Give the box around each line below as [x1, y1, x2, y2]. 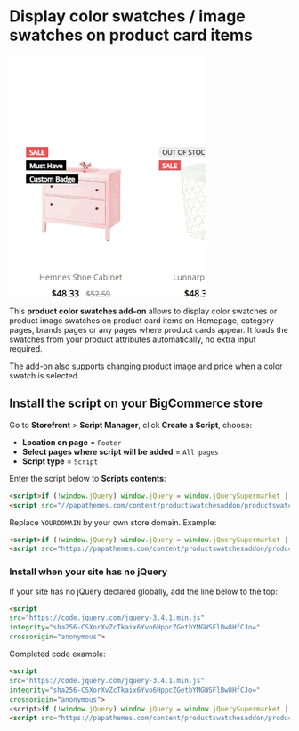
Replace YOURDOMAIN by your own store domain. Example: [9, 516, 217, 527]
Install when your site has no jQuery [9, 565, 168, 578]
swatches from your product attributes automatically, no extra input [9, 334, 256, 345]
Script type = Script [21, 456, 99, 467]
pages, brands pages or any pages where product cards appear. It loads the [9, 324, 289, 335]
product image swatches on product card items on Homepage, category [9, 314, 274, 326]
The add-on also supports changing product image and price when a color [9, 361, 283, 371]
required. [9, 343, 43, 353]
